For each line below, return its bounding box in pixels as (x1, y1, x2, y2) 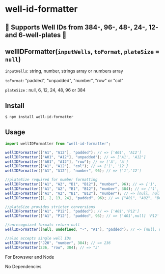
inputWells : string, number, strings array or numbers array (5, 68, 124, 74)
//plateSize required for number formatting (5, 177, 98, 183)
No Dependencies (5, 263, 42, 269)
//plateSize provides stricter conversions (5, 204, 96, 210)
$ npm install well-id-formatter (5, 115, 74, 120)
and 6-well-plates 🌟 (5, 30, 67, 39)
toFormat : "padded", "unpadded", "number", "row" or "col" (5, 78, 124, 84)
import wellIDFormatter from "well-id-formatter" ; (5, 141, 111, 146)
